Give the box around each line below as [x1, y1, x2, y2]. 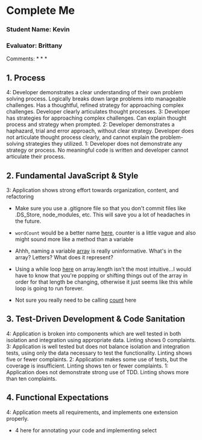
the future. [14, 218, 42, 225]
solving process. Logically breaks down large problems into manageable [6, 95, 186, 103]
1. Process [6, 73, 46, 83]
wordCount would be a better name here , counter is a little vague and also [14, 229, 196, 236]
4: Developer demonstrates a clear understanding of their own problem [6, 89, 183, 96]
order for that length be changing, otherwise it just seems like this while [14, 279, 193, 286]
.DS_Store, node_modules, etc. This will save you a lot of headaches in [14, 211, 191, 218]
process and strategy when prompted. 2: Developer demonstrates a [6, 121, 175, 128]
